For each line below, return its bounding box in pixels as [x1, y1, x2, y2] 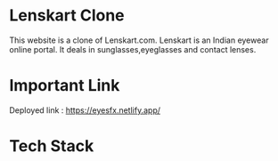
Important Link [9, 76, 120, 96]
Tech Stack [9, 136, 94, 157]
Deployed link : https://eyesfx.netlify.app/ [9, 104, 160, 116]
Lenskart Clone [9, 5, 125, 26]
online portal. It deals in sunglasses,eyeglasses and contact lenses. [9, 44, 257, 54]
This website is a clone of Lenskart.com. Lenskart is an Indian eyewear [9, 35, 269, 45]
